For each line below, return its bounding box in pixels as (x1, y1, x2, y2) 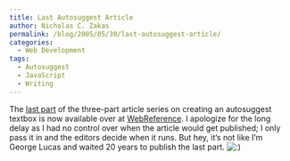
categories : (9, 37, 54, 47)
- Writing (17, 79, 54, 88)
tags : (9, 54, 29, 63)
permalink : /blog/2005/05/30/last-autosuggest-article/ (9, 29, 221, 38)
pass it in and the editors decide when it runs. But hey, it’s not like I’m (9, 132, 263, 142)
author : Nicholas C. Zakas (9, 21, 110, 30)
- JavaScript (17, 71, 66, 80)
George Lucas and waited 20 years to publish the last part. (9, 141, 225, 152)
